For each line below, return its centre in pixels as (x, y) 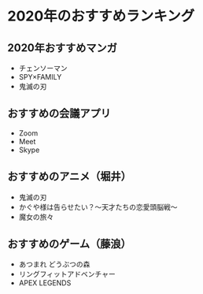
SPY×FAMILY (40, 77)
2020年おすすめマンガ (62, 48)
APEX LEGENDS (45, 283)
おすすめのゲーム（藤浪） (69, 244)
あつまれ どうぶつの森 (54, 264)
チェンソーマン (43, 68)
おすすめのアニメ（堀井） (69, 177)
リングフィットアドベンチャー (67, 274)
